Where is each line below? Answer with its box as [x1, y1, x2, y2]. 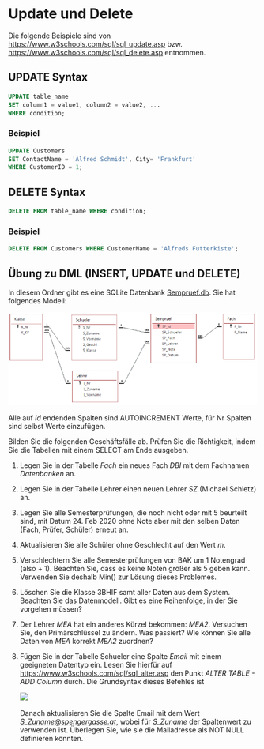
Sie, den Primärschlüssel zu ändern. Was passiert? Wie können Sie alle [19, 627, 251, 637]
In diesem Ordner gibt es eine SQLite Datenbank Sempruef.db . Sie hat [8, 288, 236, 297]
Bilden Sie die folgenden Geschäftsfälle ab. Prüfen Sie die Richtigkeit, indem [8, 436, 256, 446]
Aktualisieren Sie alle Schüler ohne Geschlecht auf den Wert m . [19, 540, 226, 549]
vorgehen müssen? [19, 604, 83, 613]
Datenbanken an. [19, 469, 77, 478]
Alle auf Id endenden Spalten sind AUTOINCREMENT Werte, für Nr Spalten [8, 412, 251, 423]
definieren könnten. [19, 733, 84, 743]
